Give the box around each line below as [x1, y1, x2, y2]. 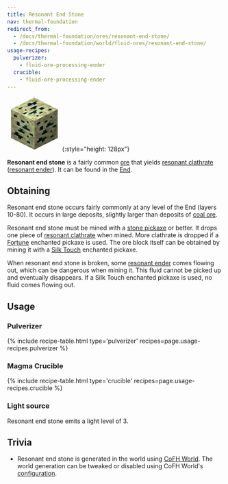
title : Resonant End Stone [7, 11, 84, 18]
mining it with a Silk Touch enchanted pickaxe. [7, 245, 138, 254]
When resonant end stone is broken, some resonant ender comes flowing [7, 259, 214, 267]
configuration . [16, 470, 57, 478]
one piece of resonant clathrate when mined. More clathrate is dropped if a [7, 231, 219, 239]
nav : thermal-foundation [7, 18, 78, 25]
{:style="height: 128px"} [62, 145, 130, 153]
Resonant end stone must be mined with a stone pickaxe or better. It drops [7, 223, 218, 232]
